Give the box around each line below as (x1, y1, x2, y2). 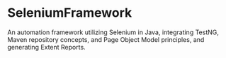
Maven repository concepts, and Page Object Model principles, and (7, 35, 205, 43)
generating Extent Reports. (7, 43, 86, 51)
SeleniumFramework (7, 5, 132, 21)
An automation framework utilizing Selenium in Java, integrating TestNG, (7, 28, 220, 36)
